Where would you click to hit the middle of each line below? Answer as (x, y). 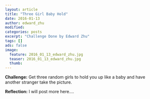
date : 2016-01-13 (22, 18)
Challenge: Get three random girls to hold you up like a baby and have (75, 77)
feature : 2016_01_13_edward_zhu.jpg (46, 54)
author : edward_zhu (25, 23)
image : (12, 50)
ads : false (16, 45)
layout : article (21, 9)
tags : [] (14, 41)
